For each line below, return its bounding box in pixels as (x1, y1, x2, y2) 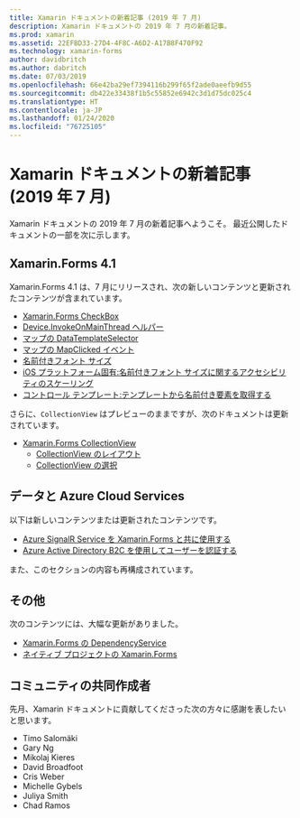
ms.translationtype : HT (9, 97, 99, 107)
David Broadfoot (22, 762, 84, 773)
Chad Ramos (22, 800, 70, 811)
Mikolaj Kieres (22, 752, 75, 763)
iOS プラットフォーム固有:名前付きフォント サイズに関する (22, 367, 240, 377)
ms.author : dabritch (9, 64, 87, 73)
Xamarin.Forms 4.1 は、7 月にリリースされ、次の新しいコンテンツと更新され (9, 281, 291, 292)
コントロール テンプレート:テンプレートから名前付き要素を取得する (22, 389, 272, 400)
